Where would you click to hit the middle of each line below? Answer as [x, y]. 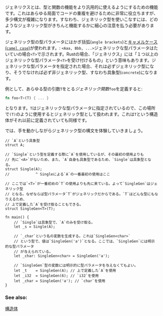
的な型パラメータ [19, 246]
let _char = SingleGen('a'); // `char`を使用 [60, 281]
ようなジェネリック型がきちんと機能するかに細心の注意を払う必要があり [77, 25]
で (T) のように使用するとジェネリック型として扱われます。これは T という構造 [81, 114]
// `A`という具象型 [23, 140]
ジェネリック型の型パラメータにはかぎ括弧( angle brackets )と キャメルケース [81, 42]
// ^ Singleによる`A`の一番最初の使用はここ [58, 174]
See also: [16, 297]
